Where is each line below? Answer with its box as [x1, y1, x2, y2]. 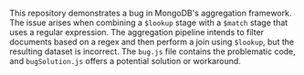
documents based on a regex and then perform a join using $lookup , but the [9, 36, 295, 47]
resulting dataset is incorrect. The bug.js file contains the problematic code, [9, 46, 297, 57]
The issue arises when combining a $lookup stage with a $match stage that [9, 17, 288, 28]
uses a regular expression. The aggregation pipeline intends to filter [9, 27, 265, 37]
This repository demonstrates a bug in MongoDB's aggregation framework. [9, 8, 292, 18]
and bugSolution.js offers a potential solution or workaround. [9, 56, 242, 66]
